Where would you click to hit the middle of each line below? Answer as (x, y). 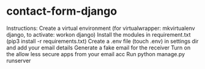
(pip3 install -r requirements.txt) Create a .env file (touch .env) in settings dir (102, 41)
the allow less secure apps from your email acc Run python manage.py (96, 54)
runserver (19, 60)
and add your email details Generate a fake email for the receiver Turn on (99, 48)
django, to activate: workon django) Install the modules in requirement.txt (99, 34)
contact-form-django (62, 11)
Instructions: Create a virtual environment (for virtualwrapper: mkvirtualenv (101, 28)
